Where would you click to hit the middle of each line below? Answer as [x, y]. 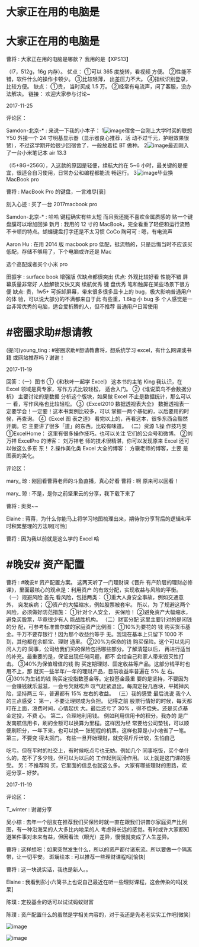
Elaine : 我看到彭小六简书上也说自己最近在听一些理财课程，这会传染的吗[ [94, 882]
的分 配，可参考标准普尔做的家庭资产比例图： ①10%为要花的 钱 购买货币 [96, 627]
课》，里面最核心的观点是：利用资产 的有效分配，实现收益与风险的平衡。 [94, 590]
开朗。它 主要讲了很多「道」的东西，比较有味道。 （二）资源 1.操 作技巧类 [97, 426]
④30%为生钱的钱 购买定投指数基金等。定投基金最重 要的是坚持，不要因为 [97, 679]
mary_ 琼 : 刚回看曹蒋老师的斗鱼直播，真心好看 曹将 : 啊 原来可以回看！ [93, 481]
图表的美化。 [22, 456]
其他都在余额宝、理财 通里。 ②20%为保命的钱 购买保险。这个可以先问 [103, 642]
